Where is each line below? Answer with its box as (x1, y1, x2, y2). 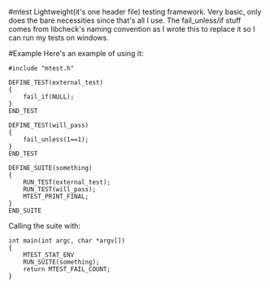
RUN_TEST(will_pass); (23, 185, 96, 194)
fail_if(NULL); (23, 93, 75, 101)
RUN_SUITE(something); (23, 258, 100, 266)
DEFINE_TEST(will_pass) (8, 121, 89, 129)
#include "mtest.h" (8, 64, 75, 72)
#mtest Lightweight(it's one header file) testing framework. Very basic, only (8, 7, 262, 16)
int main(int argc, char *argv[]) (8, 237, 126, 245)
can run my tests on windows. (8, 33, 109, 42)
